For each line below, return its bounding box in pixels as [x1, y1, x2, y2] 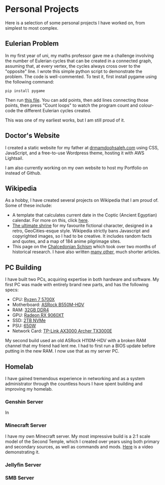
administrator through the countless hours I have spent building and [5, 381, 143, 387]
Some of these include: [5, 203, 52, 209]
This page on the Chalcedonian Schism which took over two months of [12, 244, 156, 250]
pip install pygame [5, 88, 45, 93]
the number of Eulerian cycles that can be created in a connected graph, [5, 58, 153, 64]
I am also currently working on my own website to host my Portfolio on [5, 165, 148, 171]
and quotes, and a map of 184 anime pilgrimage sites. [12, 238, 121, 244]
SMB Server [5, 475, 34, 482]
